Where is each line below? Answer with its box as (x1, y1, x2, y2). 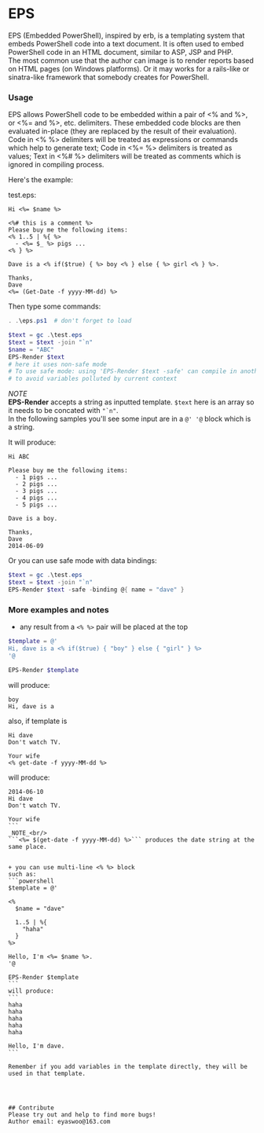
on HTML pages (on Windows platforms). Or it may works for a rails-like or (8, 64, 250, 73)
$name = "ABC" (8, 345, 55, 353)
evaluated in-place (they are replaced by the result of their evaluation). (8, 126, 237, 136)
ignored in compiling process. (8, 160, 104, 170)
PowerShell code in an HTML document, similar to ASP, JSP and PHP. (8, 47, 233, 57)
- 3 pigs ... (15, 488, 58, 495)
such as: (8, 870, 37, 878)
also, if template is (8, 716, 68, 725)
